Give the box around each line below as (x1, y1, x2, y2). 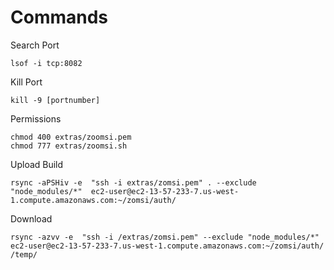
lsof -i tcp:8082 (10, 58, 83, 68)
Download (10, 212, 53, 225)
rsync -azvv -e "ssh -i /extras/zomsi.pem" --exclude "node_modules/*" (10, 232, 320, 242)
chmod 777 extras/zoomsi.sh (10, 141, 128, 151)
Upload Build (10, 158, 64, 170)
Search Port (10, 39, 60, 51)
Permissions (10, 112, 62, 125)
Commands (10, 6, 109, 29)
